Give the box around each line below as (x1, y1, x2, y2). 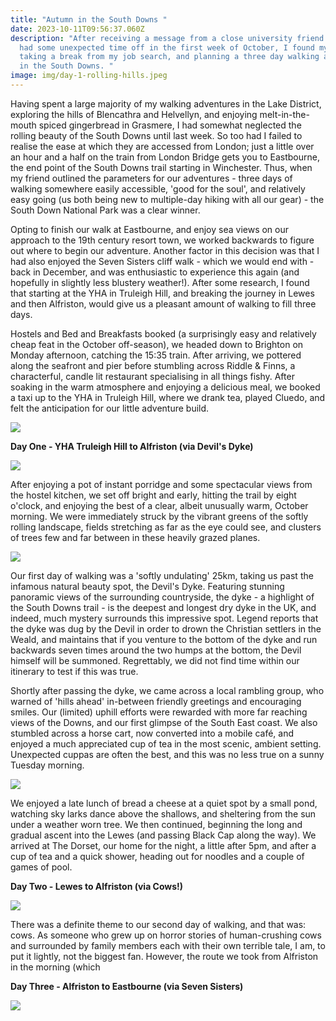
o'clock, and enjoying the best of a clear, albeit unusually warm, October (10, 499, 309, 511)
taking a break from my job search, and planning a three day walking (19, 52, 320, 62)
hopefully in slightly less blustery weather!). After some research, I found (10, 276, 310, 288)
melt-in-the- (259, 108, 310, 120)
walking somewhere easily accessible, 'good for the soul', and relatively (10, 182, 306, 195)
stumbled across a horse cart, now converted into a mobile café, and (10, 727, 295, 739)
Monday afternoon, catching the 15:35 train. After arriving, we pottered (10, 349, 302, 361)
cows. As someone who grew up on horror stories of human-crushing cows (10, 929, 322, 941)
